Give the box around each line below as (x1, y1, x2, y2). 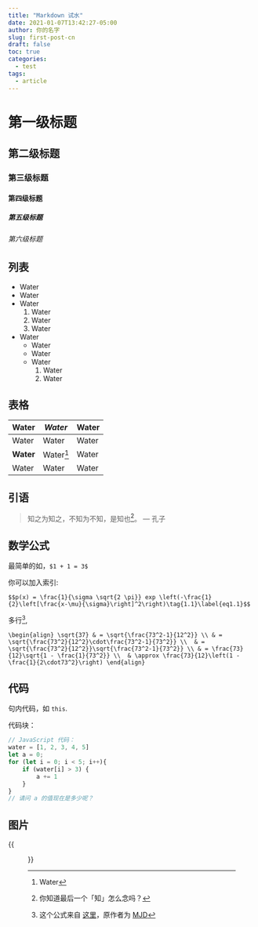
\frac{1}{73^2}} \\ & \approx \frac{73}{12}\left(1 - (57, 652, 241, 660)
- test (15, 63, 37, 71)
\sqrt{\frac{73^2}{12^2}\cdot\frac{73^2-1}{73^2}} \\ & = (8, 638, 205, 645)
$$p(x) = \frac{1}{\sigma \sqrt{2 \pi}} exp (8, 594, 156, 602)
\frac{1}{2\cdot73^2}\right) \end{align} (8, 658, 146, 667)
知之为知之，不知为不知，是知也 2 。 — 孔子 (27, 512, 166, 523)
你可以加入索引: (8, 578, 59, 587)
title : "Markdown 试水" (8, 11, 84, 20)
